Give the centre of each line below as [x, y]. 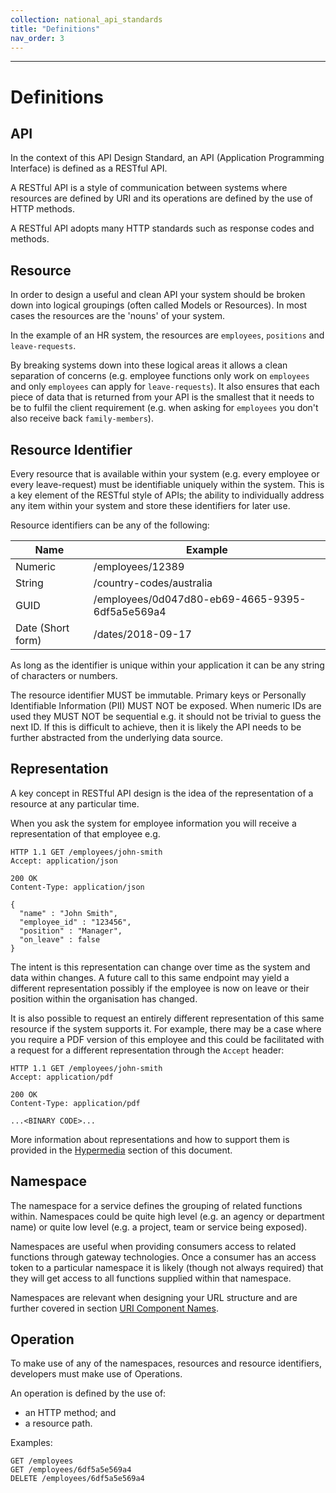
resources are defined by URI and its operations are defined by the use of [161, 198]
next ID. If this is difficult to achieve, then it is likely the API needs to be [156, 727]
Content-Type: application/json [77, 887]
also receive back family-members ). [82, 418]
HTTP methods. [43, 209]
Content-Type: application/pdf [75, 1103]
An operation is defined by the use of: [88, 1393]
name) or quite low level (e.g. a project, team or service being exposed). [159, 1227]
